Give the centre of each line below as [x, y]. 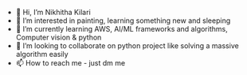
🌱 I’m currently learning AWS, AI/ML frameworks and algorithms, [122, 29]
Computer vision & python [59, 37]
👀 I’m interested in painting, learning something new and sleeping [123, 21]
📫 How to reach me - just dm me [71, 63]
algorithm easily [42, 54]
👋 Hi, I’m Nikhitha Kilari [53, 12]
